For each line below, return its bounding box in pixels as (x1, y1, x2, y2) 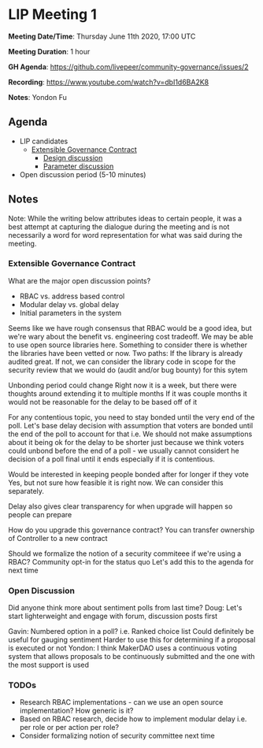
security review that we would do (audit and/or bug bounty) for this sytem (8, 365, 248, 375)
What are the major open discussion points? (8, 276, 151, 285)
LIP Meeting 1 (8, 6, 97, 24)
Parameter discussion (43, 161, 114, 171)
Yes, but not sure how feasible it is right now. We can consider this (8, 478, 224, 487)
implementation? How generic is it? (19, 706, 134, 716)
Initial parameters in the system (19, 308, 122, 317)
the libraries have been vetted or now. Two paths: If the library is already (8, 348, 243, 357)
